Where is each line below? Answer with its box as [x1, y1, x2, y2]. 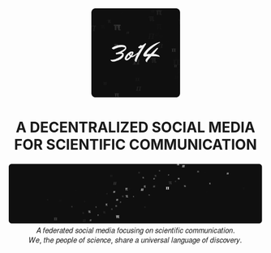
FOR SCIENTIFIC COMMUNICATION [14, 136, 257, 154]
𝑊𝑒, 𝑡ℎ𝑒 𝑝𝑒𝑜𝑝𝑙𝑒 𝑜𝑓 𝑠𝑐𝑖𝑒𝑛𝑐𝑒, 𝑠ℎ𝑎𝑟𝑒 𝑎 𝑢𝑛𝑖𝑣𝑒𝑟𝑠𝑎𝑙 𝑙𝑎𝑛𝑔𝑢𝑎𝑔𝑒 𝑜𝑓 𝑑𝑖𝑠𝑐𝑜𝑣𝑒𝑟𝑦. [28, 235, 243, 245]
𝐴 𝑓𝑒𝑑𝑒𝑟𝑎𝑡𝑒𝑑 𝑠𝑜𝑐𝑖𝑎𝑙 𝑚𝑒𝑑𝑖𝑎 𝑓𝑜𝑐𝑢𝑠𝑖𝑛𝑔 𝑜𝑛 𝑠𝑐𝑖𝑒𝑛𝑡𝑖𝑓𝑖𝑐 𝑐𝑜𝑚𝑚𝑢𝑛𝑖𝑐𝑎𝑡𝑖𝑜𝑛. [36, 225, 235, 235]
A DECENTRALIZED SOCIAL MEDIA [15, 118, 256, 137]
